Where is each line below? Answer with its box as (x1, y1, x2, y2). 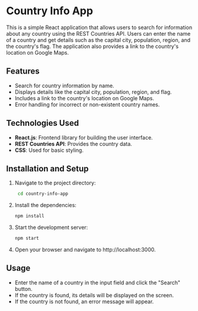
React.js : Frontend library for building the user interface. (14, 134, 153, 141)
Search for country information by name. (14, 82, 114, 89)
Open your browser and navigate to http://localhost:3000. (14, 246, 156, 253)
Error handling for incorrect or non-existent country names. (14, 101, 160, 108)
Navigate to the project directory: (14, 179, 96, 186)
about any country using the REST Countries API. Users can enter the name (6, 30, 191, 37)
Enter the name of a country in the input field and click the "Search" (14, 279, 181, 286)
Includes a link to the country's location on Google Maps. (14, 94, 154, 101)
